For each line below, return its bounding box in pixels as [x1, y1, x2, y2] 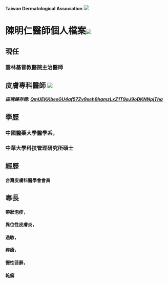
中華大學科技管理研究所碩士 [5, 144, 74, 151]
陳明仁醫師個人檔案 [5, 25, 87, 37]
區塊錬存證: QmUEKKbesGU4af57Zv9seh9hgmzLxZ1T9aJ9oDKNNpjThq [5, 96, 163, 103]
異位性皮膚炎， [5, 221, 37, 228]
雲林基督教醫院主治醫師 [5, 64, 63, 71]
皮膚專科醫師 [5, 81, 46, 90]
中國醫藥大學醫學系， [5, 129, 58, 136]
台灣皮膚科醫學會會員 [5, 177, 50, 183]
